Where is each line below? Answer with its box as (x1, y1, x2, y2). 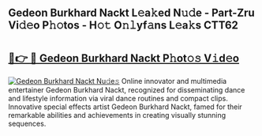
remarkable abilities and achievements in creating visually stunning (8, 111, 226, 119)
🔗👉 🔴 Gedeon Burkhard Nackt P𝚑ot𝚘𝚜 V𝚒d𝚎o (8, 51, 239, 65)
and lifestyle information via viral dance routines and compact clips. (8, 94, 229, 103)
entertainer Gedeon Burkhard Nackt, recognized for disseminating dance (8, 85, 245, 94)
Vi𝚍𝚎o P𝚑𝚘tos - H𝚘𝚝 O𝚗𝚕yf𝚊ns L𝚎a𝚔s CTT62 (8, 19, 239, 32)
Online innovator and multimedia (121, 77, 227, 85)
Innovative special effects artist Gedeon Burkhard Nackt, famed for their (8, 102, 242, 111)
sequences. (8, 119, 47, 128)
